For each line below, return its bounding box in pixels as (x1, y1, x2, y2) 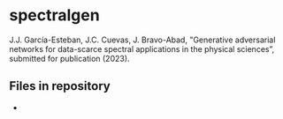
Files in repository (9, 78, 111, 93)
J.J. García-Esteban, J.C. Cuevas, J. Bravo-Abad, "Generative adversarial (9, 34, 276, 45)
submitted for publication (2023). (9, 53, 130, 63)
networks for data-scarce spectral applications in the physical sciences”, (9, 43, 275, 54)
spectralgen (9, 5, 100, 26)
